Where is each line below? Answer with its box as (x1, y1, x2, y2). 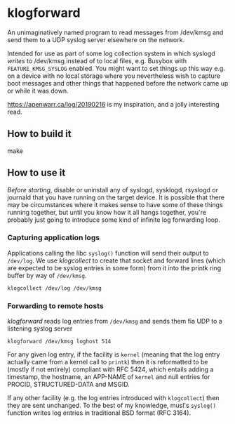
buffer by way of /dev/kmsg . (7, 271, 87, 279)
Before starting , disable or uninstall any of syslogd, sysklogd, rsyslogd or (7, 185, 219, 194)
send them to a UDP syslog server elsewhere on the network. (7, 35, 184, 44)
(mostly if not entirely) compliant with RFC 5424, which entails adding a (7, 365, 214, 373)
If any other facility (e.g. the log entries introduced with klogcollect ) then (7, 394, 220, 402)
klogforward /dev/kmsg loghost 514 (7, 338, 112, 345)
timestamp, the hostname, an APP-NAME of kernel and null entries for (7, 373, 210, 381)
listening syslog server (7, 324, 73, 333)
